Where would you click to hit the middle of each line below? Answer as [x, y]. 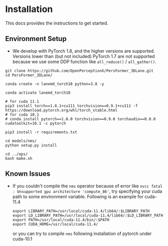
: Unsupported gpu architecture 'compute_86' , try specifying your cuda [87, 191]
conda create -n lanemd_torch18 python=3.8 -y [55, 84]
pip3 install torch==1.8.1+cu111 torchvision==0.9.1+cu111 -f [71, 106]
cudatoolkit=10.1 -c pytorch [36, 123]
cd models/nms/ [21, 141]
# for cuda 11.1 [22, 101]
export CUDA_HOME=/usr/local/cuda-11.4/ [55, 224]
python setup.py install [31, 145]
